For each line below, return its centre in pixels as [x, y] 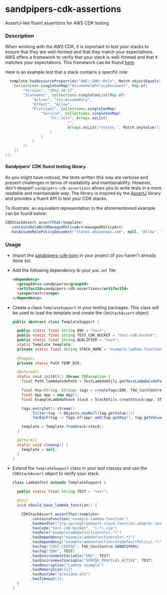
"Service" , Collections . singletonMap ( [81, 114]
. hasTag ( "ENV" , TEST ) [53, 551]
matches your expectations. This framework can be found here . [70, 63]
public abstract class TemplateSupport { [56, 322]
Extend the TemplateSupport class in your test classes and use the [80, 468]
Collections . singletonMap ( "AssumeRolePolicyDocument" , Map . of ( [81, 86]
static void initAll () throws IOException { [64, 377]
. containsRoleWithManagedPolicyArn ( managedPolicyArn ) [66, 227]
